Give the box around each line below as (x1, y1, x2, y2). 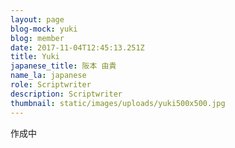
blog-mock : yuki (10, 24, 78, 34)
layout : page (10, 14, 65, 25)
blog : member (10, 33, 65, 43)
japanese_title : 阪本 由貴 (10, 61, 117, 71)
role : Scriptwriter (10, 80, 92, 90)
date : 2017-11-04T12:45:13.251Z (10, 42, 145, 53)
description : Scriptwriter (10, 89, 123, 99)
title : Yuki (10, 52, 60, 62)
